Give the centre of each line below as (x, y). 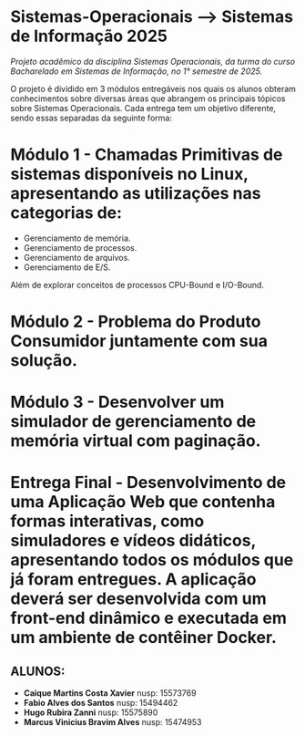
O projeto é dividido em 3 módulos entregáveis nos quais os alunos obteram (153, 88)
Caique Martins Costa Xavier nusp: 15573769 (110, 693)
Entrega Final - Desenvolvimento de (148, 483)
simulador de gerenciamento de (133, 422)
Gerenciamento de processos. (80, 247)
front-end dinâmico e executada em (149, 618)
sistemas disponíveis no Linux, (129, 174)
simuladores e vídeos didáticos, (133, 541)
